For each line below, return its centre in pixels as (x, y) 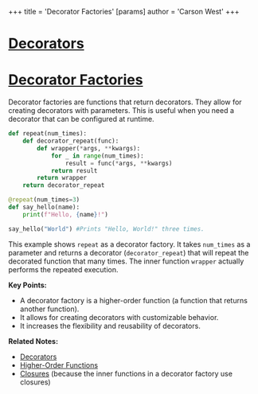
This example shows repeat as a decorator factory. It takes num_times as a (129, 244)
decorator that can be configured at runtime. (81, 119)
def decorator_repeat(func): (71, 141)
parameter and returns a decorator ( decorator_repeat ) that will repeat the (129, 252)
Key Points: (27, 285)
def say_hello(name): (44, 207)
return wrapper (62, 178)
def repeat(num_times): (48, 134)
